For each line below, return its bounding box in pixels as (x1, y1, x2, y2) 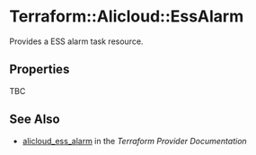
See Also (9, 112, 60, 127)
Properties (9, 62, 70, 77)
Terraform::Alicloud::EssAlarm (9, 6, 244, 27)
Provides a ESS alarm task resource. (9, 36, 144, 47)
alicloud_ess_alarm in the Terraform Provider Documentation (22, 135, 247, 146)
